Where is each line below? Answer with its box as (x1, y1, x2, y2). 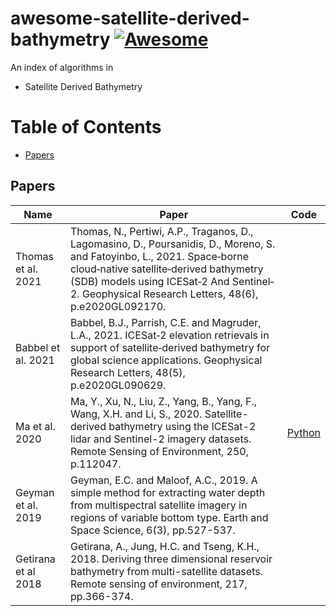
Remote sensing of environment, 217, (69, 577, 248, 591)
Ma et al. (15, 419, 56, 433)
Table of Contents (10, 116, 162, 139)
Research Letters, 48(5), (69, 365, 186, 379)
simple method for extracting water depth (69, 485, 266, 499)
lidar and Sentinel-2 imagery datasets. (69, 432, 252, 446)
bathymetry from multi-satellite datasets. (69, 564, 263, 578)
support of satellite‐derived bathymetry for (69, 340, 271, 354)
